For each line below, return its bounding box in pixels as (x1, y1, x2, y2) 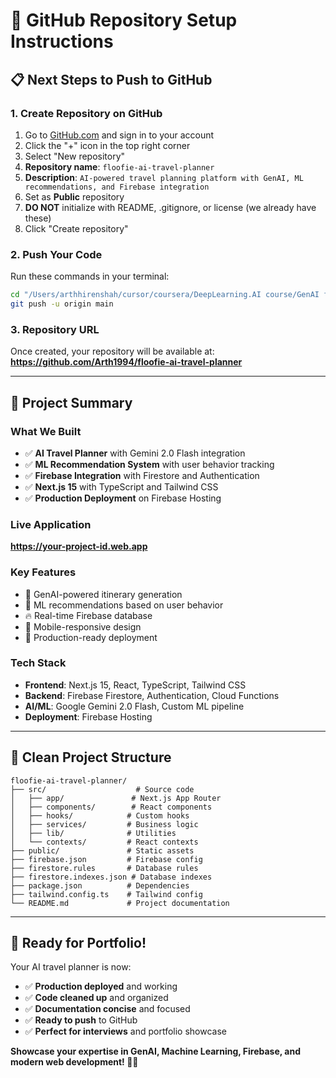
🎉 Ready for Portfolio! (10, 935, 147, 951)
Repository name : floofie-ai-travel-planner (24, 160, 215, 173)
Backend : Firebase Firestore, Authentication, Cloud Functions (24, 689, 280, 701)
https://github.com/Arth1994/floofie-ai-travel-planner (10, 356, 243, 368)
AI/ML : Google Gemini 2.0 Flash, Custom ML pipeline (24, 700, 245, 712)
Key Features (10, 565, 77, 579)
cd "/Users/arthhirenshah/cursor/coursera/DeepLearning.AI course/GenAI (10, 290, 320, 300)
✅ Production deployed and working (24, 980, 178, 993)
